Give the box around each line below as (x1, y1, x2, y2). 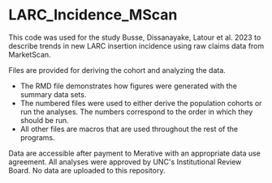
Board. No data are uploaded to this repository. (8, 165, 166, 175)
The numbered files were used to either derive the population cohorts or (19, 98, 262, 108)
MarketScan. (8, 49, 51, 59)
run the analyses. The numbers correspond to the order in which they (19, 107, 253, 117)
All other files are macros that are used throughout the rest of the (19, 124, 238, 134)
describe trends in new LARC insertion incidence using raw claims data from (8, 40, 265, 50)
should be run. (19, 115, 69, 125)
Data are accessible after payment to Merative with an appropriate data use (8, 148, 261, 158)
